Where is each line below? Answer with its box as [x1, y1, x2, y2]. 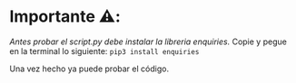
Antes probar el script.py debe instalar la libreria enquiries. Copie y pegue [9, 36, 288, 47]
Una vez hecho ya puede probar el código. [9, 63, 170, 74]
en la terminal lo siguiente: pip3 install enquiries [9, 45, 200, 56]
